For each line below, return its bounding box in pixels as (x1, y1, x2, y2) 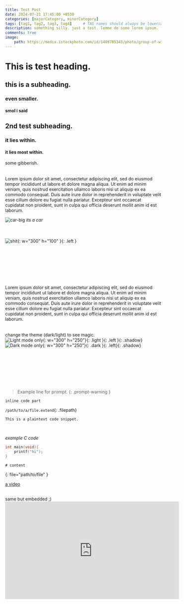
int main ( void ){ (5, 444, 39, 450)
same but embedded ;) (5, 496, 52, 502)
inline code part (5, 398, 41, 404)
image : (5, 35, 19, 40)
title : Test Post (5, 7, 41, 12)
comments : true (5, 30, 37, 35)
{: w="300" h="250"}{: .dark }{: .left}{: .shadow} (42, 342, 141, 348)
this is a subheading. (5, 80, 71, 89)
